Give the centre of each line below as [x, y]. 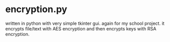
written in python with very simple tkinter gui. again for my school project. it [85, 23]
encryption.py [36, 9]
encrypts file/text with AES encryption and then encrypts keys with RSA [81, 28]
